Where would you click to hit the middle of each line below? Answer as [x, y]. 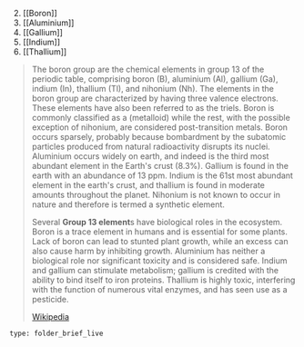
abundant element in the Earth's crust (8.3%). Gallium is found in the [160, 166]
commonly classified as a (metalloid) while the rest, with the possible [161, 118]
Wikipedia [51, 317]
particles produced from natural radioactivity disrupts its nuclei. [151, 146]
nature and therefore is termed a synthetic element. [128, 204]
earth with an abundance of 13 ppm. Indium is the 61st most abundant [162, 175]
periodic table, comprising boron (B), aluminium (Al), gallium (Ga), [155, 79]
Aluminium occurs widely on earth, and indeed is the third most [150, 156]
